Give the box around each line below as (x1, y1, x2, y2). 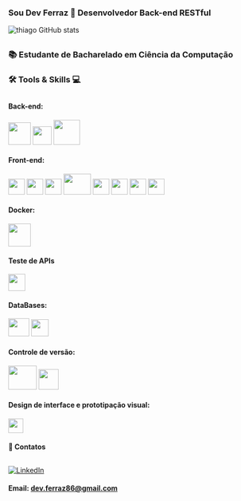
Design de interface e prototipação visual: (8, 400, 150, 410)
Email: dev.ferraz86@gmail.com (8, 483, 118, 493)
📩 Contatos (8, 442, 46, 452)
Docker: (8, 205, 36, 215)
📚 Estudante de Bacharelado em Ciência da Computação (8, 49, 234, 60)
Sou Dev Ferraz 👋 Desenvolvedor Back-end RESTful (8, 7, 212, 18)
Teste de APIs (8, 255, 55, 266)
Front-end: (8, 156, 45, 165)
